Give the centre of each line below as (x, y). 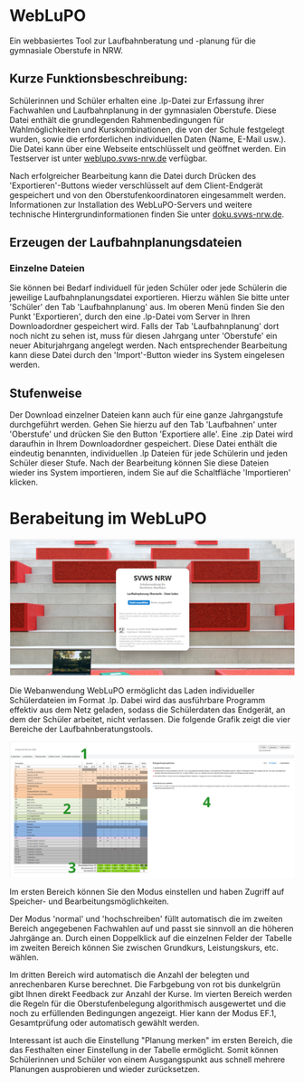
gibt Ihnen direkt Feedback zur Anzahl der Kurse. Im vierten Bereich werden (151, 994)
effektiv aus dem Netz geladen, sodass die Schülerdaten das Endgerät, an (147, 710)
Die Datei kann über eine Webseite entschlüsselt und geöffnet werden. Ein (148, 148)
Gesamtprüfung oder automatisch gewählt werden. (104, 1023)
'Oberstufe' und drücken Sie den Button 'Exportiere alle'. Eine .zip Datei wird (152, 434)
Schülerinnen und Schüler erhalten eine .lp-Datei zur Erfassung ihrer (137, 100)
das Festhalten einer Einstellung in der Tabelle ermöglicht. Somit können (144, 1050)
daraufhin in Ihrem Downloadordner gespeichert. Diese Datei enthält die (143, 444)
